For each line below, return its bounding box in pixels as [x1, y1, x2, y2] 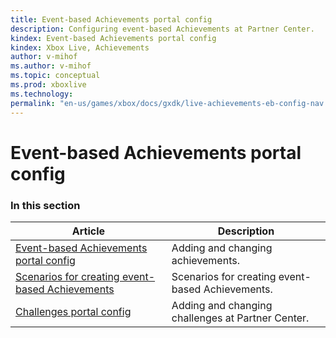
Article [71, 224, 106, 238]
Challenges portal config [15, 304, 132, 318]
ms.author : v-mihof [10, 61, 92, 71]
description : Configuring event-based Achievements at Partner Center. [10, 24, 315, 34]
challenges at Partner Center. [171, 311, 310, 325]
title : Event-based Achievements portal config [10, 14, 213, 25]
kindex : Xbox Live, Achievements [10, 42, 150, 53]
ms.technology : [10, 89, 74, 99]
